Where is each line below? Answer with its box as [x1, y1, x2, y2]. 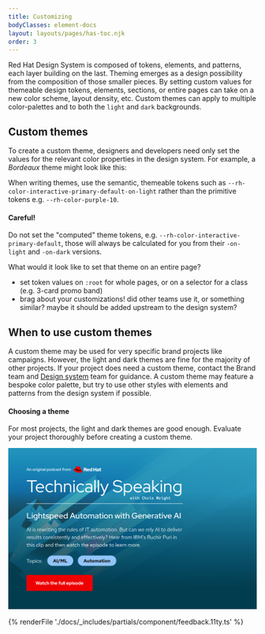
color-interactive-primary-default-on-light [8, 188, 157, 196]
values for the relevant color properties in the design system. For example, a [8, 155, 256, 164]
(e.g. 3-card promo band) [19, 286, 103, 296]
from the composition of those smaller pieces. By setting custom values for [8, 77, 252, 87]
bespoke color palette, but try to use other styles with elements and [8, 380, 229, 390]
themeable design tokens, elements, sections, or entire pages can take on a [8, 85, 255, 95]
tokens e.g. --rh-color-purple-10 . [8, 195, 119, 204]
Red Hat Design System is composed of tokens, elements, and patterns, [8, 60, 242, 70]
